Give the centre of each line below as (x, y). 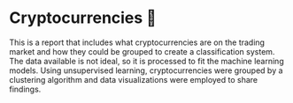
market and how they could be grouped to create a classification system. (142, 51)
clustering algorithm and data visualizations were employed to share (134, 79)
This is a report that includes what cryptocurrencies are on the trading (137, 42)
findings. (25, 89)
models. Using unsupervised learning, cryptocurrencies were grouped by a (146, 70)
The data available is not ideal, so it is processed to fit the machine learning (147, 61)
